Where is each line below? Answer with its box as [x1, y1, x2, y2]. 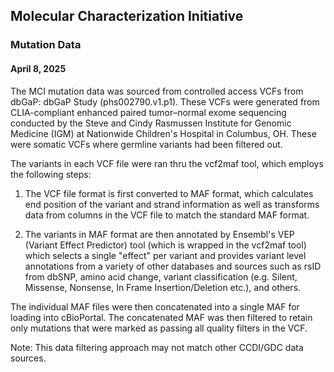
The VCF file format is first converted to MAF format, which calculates [24, 187, 314, 199]
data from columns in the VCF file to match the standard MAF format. [24, 209, 310, 221]
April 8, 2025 [10, 62, 67, 74]
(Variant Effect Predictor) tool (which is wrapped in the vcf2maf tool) [24, 239, 307, 251]
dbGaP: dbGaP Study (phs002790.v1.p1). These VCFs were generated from [10, 95, 320, 108]
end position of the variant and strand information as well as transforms [24, 198, 320, 210]
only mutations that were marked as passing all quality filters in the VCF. [10, 322, 308, 334]
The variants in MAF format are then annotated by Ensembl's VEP [24, 228, 295, 240]
